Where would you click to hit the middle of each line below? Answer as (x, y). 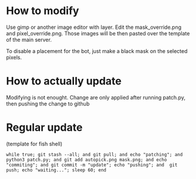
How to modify (43, 11)
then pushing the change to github (48, 104)
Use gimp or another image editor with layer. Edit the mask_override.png (94, 27)
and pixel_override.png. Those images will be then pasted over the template (98, 33)
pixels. (14, 57)
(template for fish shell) (34, 144)
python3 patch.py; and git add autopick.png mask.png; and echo (87, 160)
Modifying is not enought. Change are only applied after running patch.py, (96, 97)
